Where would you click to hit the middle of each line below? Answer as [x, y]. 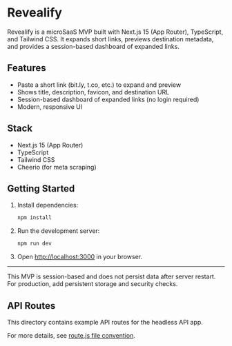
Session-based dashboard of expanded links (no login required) [108, 99]
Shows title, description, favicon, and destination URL [93, 92]
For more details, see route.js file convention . [71, 335]
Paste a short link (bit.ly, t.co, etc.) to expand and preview [99, 85]
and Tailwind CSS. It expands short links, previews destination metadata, [110, 39]
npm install [34, 218]
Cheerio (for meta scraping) [57, 167]
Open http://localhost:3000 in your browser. [80, 257]
